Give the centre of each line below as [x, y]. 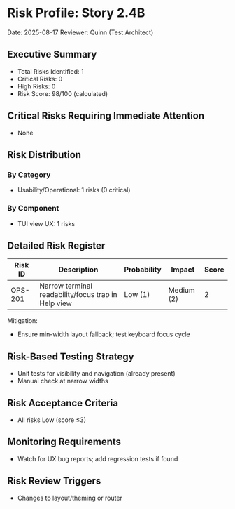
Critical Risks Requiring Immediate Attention [106, 116]
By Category [29, 175]
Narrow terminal [66, 286]
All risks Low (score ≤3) [51, 420]
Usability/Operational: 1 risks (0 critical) [74, 190]
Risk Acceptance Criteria [63, 403]
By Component [33, 209]
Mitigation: [23, 321]
